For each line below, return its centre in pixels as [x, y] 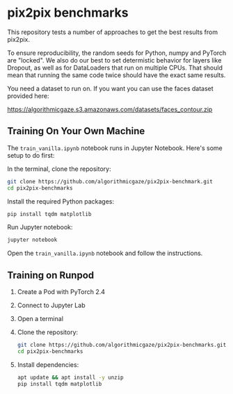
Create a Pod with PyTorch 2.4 [61, 292]
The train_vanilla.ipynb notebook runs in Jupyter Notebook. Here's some [115, 148]
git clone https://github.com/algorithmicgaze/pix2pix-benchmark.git [110, 181]
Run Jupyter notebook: [40, 227]
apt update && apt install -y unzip [70, 377]
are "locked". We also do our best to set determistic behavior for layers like [114, 60]
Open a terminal [40, 319]
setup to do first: [31, 155]
